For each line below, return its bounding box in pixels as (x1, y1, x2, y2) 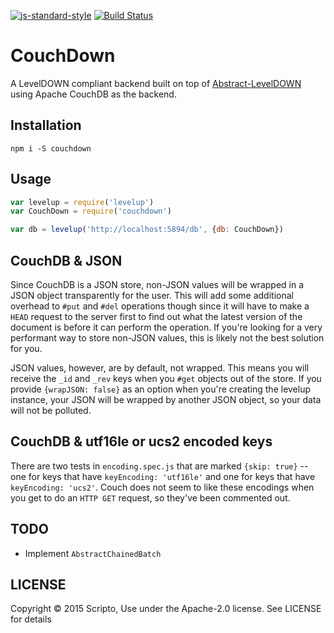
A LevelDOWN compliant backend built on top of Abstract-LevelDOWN (10, 77, 302, 89)
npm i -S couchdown (10, 143, 92, 154)
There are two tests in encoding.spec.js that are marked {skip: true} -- (10, 460, 309, 472)
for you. (10, 343, 43, 354)
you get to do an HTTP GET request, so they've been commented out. (10, 491, 291, 504)
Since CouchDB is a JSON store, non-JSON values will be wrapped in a (10, 279, 305, 290)
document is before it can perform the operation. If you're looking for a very (10, 321, 323, 333)
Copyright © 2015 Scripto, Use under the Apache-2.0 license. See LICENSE (10, 603, 322, 615)
